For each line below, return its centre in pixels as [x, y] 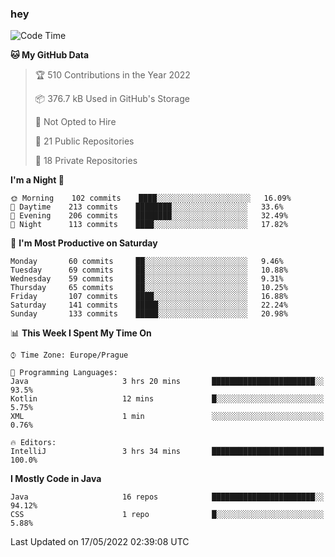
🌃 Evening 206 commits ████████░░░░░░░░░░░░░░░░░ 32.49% [149, 216]
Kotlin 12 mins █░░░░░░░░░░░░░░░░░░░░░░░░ [167, 399]
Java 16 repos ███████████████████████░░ [167, 497]
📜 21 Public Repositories [84, 141]
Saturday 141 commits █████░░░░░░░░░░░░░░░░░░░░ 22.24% [149, 305]
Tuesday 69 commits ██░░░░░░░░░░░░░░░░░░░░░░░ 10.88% [149, 270]
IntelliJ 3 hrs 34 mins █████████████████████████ [167, 452]
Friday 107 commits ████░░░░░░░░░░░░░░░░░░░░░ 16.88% [149, 297]
